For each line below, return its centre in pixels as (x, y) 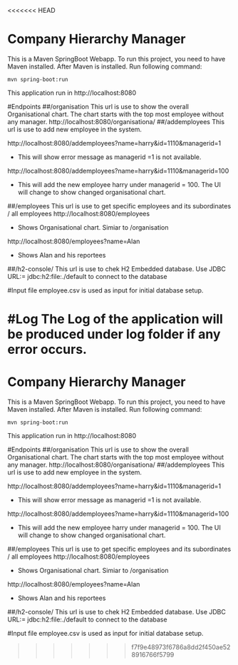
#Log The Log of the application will (115, 319)
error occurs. (47, 350)
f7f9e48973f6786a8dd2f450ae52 (181, 647)
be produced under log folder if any (114, 334)
